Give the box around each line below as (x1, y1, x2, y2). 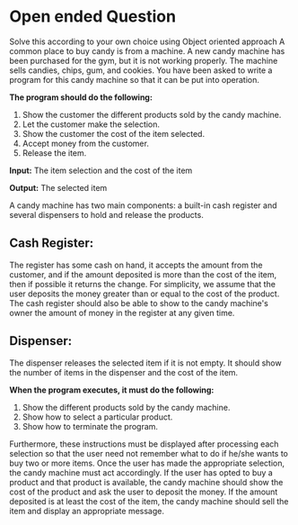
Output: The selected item (9, 182, 108, 193)
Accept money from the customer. (22, 138, 150, 149)
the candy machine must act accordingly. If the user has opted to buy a (9, 466, 274, 478)
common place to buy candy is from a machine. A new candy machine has (9, 45, 285, 56)
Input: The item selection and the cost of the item (9, 165, 193, 176)
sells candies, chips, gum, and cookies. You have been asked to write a (9, 65, 273, 76)
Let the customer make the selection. (22, 119, 160, 130)
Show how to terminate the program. (22, 421, 159, 431)
